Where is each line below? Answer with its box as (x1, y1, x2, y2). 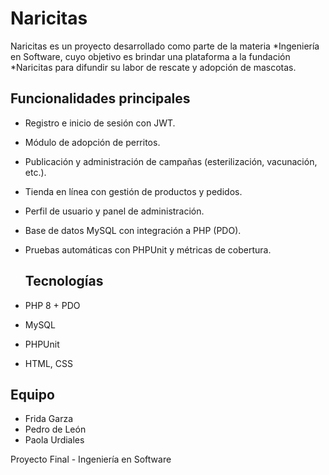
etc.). (24, 166, 47, 178)
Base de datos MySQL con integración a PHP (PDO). (24, 224, 242, 236)
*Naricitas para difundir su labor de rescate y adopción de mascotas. (10, 61, 297, 73)
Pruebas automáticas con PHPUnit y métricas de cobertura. (24, 243, 272, 256)
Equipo (10, 386, 55, 403)
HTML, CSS (24, 357, 73, 369)
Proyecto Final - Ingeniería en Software (10, 453, 172, 466)
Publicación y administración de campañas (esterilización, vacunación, (24, 155, 318, 167)
